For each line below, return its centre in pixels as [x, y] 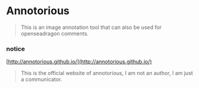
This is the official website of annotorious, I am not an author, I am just [107, 73]
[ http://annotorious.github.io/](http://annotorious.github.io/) [79, 62]
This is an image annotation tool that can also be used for [91, 27]
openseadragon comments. [55, 33]
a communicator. [41, 79]
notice [16, 48]
